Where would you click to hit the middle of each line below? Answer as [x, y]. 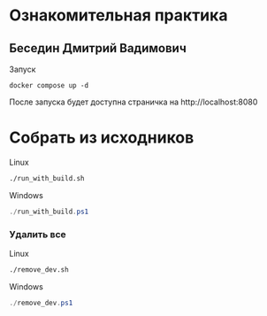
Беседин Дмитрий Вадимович [98, 48]
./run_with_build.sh [47, 178]
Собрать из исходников [102, 138]
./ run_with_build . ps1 [49, 212]
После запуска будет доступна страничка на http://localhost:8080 [133, 102]
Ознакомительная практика [118, 15]
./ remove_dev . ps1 [41, 303]
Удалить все [38, 234]
